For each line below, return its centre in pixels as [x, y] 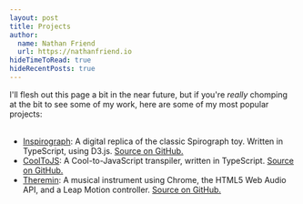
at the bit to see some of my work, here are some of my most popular [139, 104]
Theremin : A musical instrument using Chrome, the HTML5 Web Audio [154, 179]
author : [24, 35]
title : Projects [40, 26]
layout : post [34, 18]
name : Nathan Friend [56, 43]
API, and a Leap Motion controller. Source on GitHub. [121, 189]
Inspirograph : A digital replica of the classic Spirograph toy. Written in [153, 141]
